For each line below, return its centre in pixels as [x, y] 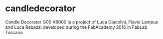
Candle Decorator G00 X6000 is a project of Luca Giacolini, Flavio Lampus [82, 22]
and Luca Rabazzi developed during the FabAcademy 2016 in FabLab [76, 27]
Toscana [14, 32]
